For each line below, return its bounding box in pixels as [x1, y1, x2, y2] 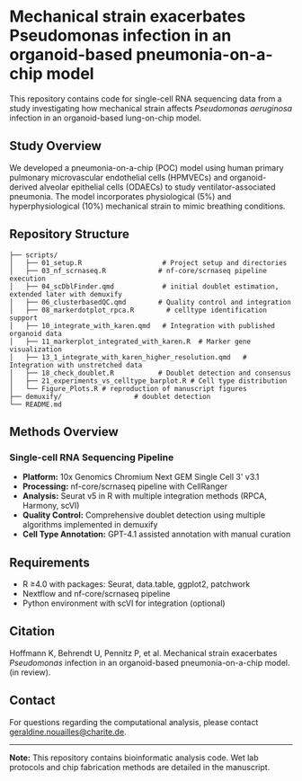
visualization [9, 344, 63, 354]
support [9, 313, 39, 323]
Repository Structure [9, 226, 130, 242]
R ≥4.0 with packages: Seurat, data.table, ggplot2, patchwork [22, 579, 251, 590]
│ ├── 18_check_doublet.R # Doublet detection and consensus [9, 368, 292, 377]
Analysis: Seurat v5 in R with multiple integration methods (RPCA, [22, 491, 267, 501]
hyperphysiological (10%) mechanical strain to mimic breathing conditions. [9, 200, 286, 211]
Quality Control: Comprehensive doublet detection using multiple [22, 510, 266, 520]
